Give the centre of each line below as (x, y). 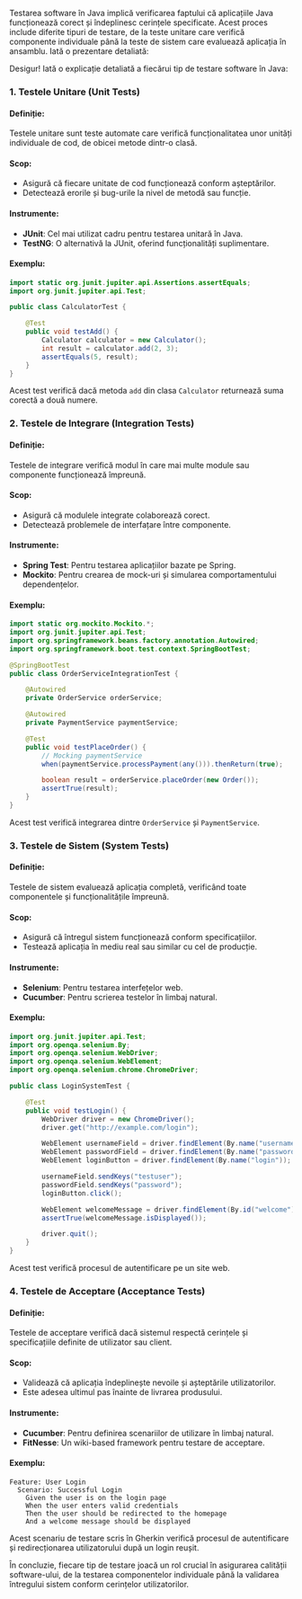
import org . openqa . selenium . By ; (70, 1045)
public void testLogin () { (76, 1110)
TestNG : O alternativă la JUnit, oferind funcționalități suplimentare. (146, 243)
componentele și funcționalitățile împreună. (89, 897)
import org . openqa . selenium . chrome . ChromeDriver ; (104, 1070)
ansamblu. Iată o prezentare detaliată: (79, 51)
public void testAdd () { (72, 332)
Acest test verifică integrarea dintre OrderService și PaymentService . (135, 822)
